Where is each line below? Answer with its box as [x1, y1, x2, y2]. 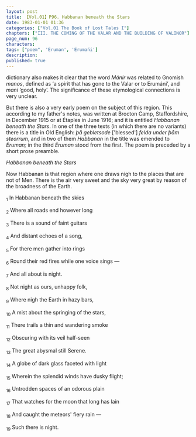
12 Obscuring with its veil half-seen [6, 334, 90, 343]
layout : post [6, 8, 38, 15]
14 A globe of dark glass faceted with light [6, 360, 107, 368]
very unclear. [6, 92, 38, 100]
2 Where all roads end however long [6, 206, 93, 215]
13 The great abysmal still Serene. [6, 347, 87, 355]
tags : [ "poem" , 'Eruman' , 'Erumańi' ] [6, 47, 98, 53]
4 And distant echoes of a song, [6, 232, 83, 240]
